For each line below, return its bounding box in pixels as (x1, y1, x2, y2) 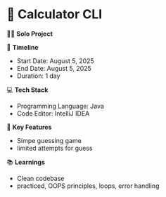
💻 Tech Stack (6, 86, 49, 94)
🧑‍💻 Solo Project (6, 29, 53, 38)
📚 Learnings (6, 158, 45, 166)
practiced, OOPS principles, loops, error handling (16, 182, 160, 190)
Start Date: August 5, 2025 (16, 56, 94, 65)
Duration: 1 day (16, 72, 60, 80)
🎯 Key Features (6, 123, 52, 131)
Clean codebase (16, 174, 65, 182)
